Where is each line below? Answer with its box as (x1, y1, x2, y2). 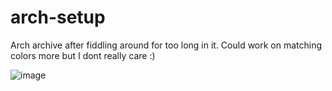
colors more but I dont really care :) (10, 49, 156, 61)
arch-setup (10, 6, 106, 29)
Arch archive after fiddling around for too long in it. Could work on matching (10, 39, 323, 51)
